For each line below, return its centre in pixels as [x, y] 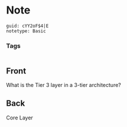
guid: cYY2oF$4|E [27, 26]
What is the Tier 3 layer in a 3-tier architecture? [63, 85]
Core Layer [20, 118]
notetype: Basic [26, 31]
